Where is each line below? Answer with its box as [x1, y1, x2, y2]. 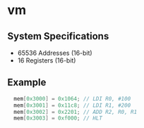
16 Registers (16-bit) [17, 56, 76, 65]
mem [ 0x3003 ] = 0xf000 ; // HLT [13, 115, 102, 122]
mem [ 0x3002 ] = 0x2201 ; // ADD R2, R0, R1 [13, 108, 138, 115]
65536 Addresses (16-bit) [17, 49, 93, 57]
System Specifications [7, 30, 109, 42]
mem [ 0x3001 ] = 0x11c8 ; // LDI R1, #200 [13, 101, 131, 109]
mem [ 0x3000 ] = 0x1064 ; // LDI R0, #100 [13, 95, 131, 102]
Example [7, 77, 47, 89]
